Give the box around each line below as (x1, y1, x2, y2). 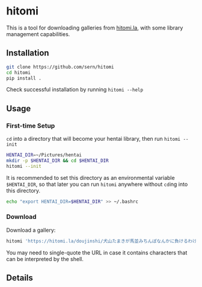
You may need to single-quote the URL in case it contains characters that (6, 248, 188, 256)
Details (6, 273, 33, 283)
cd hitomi (6, 69, 31, 76)
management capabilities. (6, 30, 70, 37)
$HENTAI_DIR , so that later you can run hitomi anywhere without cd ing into (6, 181, 188, 188)
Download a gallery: (6, 226, 56, 233)
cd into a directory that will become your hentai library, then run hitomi (6, 135, 181, 143)
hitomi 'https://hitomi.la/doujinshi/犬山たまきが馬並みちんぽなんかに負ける (6, 238, 188, 244)
